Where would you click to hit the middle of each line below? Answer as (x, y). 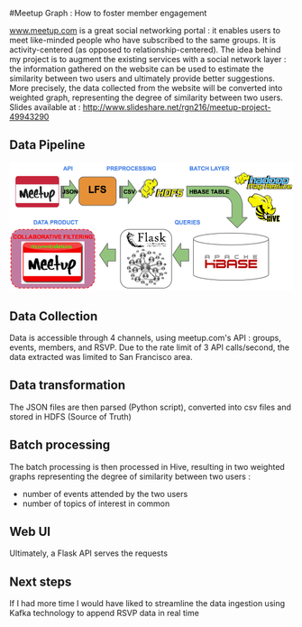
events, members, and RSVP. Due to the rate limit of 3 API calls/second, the (150, 347)
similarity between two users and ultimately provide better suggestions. (142, 78)
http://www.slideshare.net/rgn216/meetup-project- (177, 107)
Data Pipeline (47, 145)
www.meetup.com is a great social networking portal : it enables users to (145, 30)
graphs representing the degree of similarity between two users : (130, 476)
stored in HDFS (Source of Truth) (71, 416)
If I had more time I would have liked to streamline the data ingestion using (147, 604)
